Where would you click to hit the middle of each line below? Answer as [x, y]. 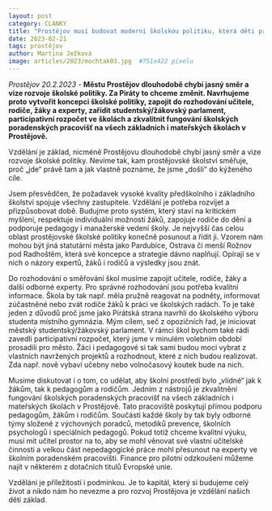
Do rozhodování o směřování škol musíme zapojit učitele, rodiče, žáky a [127, 278]
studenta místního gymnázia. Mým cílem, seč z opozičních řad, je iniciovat [132, 321]
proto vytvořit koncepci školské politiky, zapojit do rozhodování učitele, [131, 102]
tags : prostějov [36, 46]
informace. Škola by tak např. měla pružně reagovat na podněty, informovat [134, 295]
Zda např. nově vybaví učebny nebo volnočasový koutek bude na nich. [126, 364]
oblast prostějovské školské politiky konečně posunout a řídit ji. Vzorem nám [136, 236]
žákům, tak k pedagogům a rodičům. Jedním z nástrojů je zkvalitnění [123, 389]
